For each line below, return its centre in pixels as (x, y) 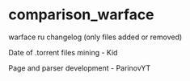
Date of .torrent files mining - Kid (63, 52)
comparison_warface (82, 15)
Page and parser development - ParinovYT (80, 68)
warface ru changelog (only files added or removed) (95, 37)
